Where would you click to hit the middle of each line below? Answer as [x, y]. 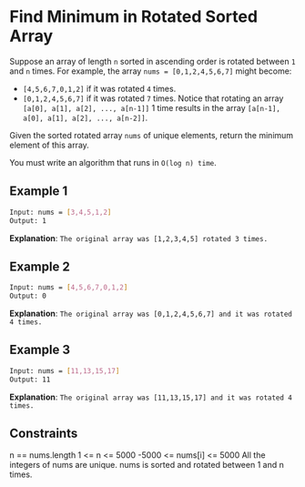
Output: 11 [30, 380]
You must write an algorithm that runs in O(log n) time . [113, 162]
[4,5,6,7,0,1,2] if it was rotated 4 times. [99, 88]
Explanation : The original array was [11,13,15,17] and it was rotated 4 [151, 397]
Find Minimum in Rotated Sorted [133, 17]
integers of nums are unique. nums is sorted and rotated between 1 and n [147, 465]
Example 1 [39, 192]
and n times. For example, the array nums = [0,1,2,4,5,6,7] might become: [151, 71]
